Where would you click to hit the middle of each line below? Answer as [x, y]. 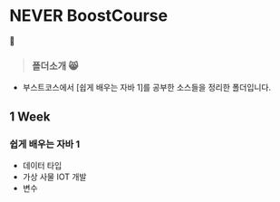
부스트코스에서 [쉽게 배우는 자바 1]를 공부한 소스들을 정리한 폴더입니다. [147, 88]
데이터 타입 [42, 165]
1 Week [30, 116]
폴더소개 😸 [55, 66]
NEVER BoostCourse [89, 16]
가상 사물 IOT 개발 [54, 177]
